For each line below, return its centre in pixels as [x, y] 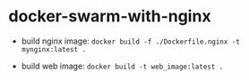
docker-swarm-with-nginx [110, 16]
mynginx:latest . [54, 49]
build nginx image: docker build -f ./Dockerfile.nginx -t [131, 41]
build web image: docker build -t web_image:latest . [122, 66]
